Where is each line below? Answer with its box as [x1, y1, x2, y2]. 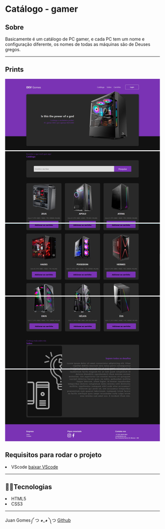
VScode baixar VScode [11, 464, 58, 470]
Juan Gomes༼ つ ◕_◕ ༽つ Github [5, 517, 71, 523]
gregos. [5, 47, 21, 52]
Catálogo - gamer [5, 3, 79, 15]
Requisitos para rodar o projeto [5, 451, 102, 459]
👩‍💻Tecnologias [5, 483, 53, 491]
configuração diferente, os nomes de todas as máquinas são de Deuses [5, 41, 151, 47]
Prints [5, 66, 24, 74]
